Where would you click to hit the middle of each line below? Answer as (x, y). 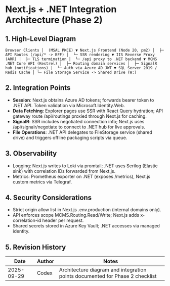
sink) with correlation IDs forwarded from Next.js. (64, 171)
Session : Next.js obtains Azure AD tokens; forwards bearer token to (83, 100)
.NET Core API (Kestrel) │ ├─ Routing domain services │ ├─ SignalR (81, 64)
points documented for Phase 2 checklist (108, 276)
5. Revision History (36, 247)
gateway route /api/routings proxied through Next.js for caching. (79, 116)
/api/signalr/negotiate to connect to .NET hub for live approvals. (79, 127)
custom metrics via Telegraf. (42, 182)
